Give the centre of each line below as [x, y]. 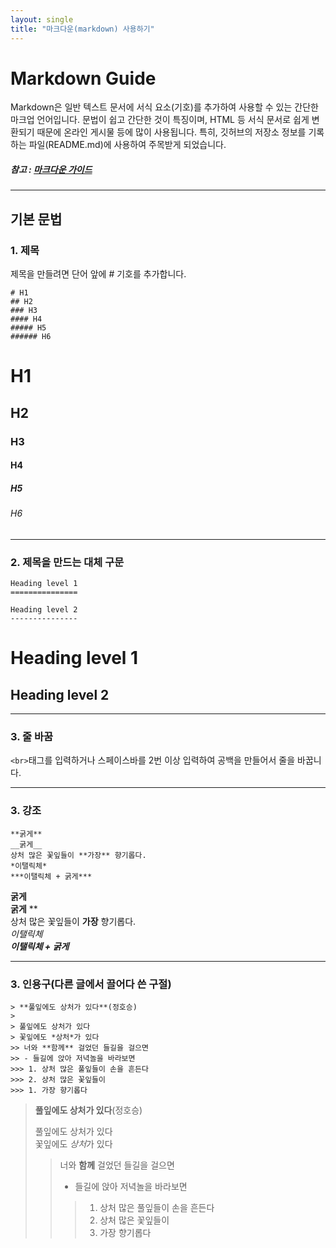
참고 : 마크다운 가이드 [51, 170]
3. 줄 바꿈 [32, 736]
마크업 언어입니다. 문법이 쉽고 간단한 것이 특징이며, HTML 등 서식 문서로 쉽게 [160, 120]
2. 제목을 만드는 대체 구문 [67, 562]
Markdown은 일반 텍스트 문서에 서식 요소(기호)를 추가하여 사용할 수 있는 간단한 [164, 107]
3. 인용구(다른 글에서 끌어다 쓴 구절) [91, 984]
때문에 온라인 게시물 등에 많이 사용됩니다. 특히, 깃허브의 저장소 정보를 [171, 132]
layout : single [42, 19]
